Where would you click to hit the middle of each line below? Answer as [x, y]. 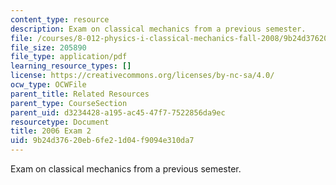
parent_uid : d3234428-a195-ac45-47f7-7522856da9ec [118, 112]
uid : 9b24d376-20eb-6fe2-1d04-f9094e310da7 [102, 141]
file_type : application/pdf [69, 57]
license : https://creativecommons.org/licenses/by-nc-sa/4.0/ [142, 76]
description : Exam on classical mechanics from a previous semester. [158, 29]
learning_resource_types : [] [71, 66]
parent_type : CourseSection [69, 103]
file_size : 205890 [48, 47]
